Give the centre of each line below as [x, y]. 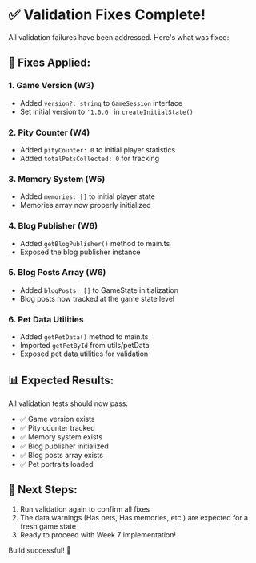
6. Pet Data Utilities [46, 319]
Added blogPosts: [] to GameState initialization [99, 290]
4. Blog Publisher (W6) [53, 226]
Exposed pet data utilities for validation [84, 354]
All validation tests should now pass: [68, 403]
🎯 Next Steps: [43, 490]
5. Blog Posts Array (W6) [57, 273]
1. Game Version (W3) [51, 86]
